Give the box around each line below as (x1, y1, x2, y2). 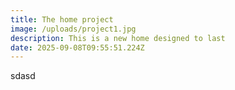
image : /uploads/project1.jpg (10, 24, 137, 34)
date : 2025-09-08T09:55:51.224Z (10, 42, 145, 53)
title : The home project (10, 14, 114, 25)
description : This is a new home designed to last (10, 33, 226, 43)
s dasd (10, 70, 36, 82)
